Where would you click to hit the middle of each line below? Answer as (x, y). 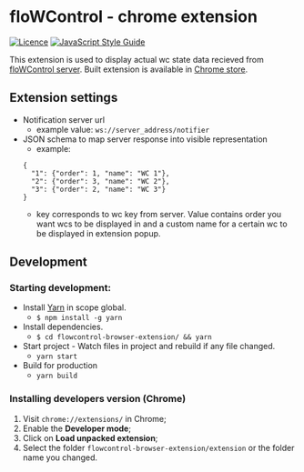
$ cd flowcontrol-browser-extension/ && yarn (124, 337)
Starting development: (61, 288)
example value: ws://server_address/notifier (123, 129)
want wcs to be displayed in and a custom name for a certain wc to (162, 224)
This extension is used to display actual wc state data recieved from (137, 59)
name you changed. (60, 457)
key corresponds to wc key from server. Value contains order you (159, 214)
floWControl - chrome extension (133, 17)
